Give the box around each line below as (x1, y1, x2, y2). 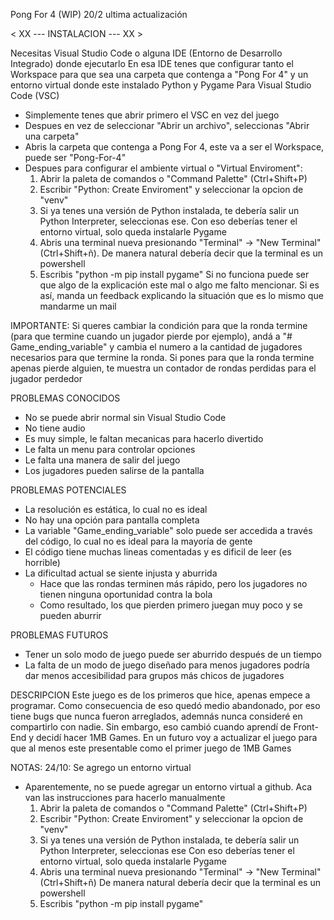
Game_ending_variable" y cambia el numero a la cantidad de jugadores (10, 341, 303, 353)
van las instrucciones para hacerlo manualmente (24, 792, 226, 803)
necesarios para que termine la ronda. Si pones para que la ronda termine (10, 352, 315, 363)
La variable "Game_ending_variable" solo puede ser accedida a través (24, 525, 313, 536)
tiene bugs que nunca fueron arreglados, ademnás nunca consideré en (10, 710, 303, 722)
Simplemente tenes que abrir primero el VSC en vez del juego (24, 109, 280, 121)
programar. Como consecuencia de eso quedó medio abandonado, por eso (10, 700, 321, 711)
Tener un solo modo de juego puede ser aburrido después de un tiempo (24, 649, 322, 660)
